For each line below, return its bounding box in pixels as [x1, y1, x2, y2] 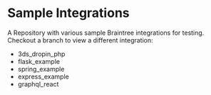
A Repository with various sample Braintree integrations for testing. [7, 28, 205, 37]
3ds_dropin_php [17, 50, 66, 58]
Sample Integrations [7, 5, 130, 21]
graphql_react [17, 79, 59, 88]
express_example [17, 72, 69, 81]
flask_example [17, 57, 61, 65]
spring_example [17, 65, 65, 73]
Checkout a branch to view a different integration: [7, 35, 153, 44]
